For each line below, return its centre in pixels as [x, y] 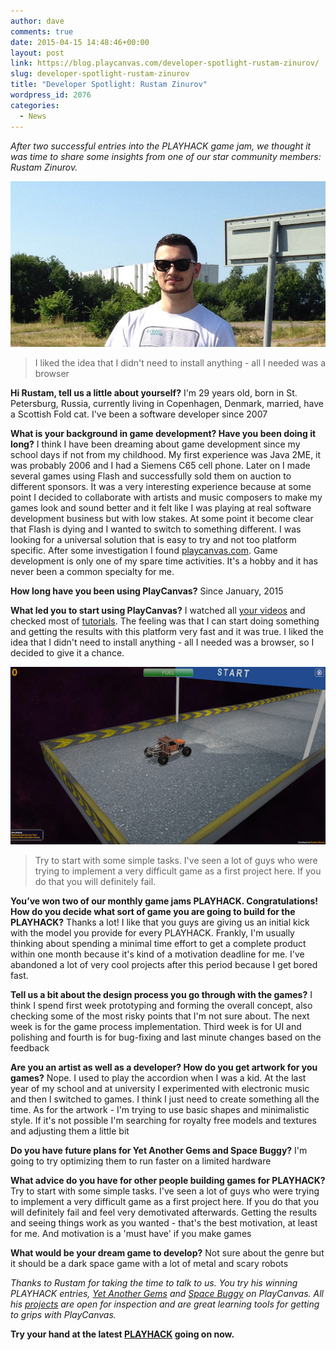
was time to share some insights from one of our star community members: [166, 156]
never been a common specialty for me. [92, 572]
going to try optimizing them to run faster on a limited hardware [141, 1161]
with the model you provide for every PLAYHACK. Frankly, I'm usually [152, 933]
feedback [30, 1048]
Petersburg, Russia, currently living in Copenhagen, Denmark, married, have [167, 404]
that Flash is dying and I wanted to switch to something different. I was [156, 529]
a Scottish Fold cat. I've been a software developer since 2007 [139, 414]
